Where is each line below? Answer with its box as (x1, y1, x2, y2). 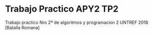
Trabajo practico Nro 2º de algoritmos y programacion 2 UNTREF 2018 (5, 19, 149, 25)
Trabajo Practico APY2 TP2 (5, 3, 119, 15)
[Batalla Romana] (5, 24, 40, 30)
